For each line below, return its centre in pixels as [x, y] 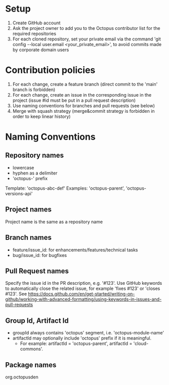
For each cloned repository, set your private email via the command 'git [87, 39]
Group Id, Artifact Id [37, 320]
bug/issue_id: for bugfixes [40, 255]
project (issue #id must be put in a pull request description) [74, 100]
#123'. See [16, 294]
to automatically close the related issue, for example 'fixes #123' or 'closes [83, 288]
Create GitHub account [36, 23]
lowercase [23, 167]
